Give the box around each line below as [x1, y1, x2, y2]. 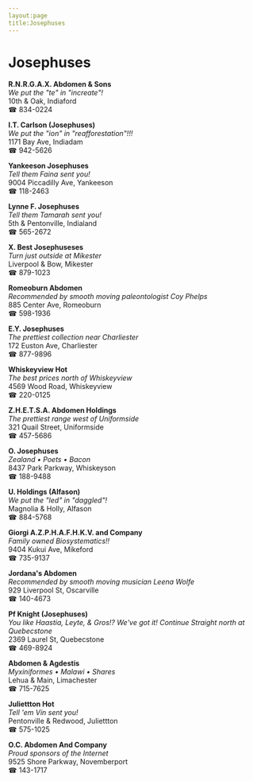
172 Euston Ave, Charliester [8, 341, 98, 351]
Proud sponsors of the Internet [8, 748, 109, 758]
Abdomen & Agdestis [8, 659, 80, 668]
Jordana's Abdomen [8, 569, 77, 578]
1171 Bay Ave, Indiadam [8, 137, 83, 147]
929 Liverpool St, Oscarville [8, 585, 99, 595]
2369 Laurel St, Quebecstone [8, 635, 105, 644]
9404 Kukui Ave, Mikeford [8, 545, 94, 554]
